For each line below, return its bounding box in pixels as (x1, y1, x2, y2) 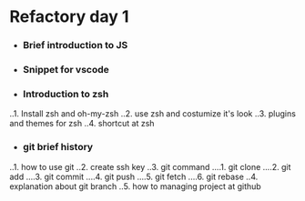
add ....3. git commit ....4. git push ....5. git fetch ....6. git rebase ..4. (9, 171, 259, 182)
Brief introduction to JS (22, 39, 128, 52)
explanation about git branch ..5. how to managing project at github (9, 180, 261, 192)
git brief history (22, 141, 94, 154)
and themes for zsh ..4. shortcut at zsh (9, 118, 155, 129)
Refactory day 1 (9, 6, 129, 27)
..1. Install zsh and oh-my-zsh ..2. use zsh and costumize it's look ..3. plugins (9, 108, 296, 119)
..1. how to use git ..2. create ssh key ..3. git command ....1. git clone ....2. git (9, 161, 291, 172)
